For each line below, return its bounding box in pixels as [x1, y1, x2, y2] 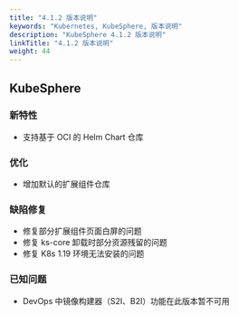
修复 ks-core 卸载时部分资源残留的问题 [22, 237, 167, 248]
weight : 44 [9, 47, 51, 56]
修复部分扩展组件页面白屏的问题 [22, 225, 142, 236]
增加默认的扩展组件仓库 [22, 178, 110, 190]
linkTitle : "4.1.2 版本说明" [9, 38, 114, 48]
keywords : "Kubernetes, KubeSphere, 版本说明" [9, 22, 183, 31]
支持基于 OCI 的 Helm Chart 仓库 [22, 131, 144, 142]
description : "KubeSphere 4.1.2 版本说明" [9, 30, 167, 39]
